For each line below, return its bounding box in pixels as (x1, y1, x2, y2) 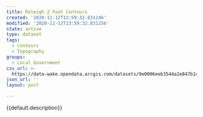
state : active (6, 25, 42, 32)
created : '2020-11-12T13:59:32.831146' (6, 15, 107, 21)
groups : (6, 54, 26, 60)
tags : (6, 37, 20, 43)
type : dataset (6, 32, 42, 38)
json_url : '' (6, 76, 39, 82)
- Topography (11, 48, 45, 55)
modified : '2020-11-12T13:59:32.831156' (6, 20, 110, 26)
